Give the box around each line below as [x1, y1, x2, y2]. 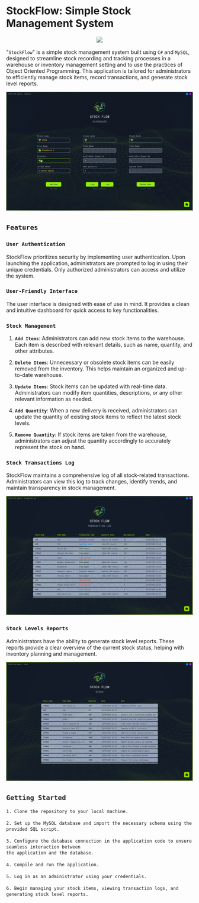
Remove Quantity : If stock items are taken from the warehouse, [14, 431, 167, 438]
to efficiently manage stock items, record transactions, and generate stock [6, 73, 188, 80]
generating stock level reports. [6, 892, 89, 898]
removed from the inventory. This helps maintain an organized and [14, 365, 177, 372]
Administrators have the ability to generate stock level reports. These [6, 637, 175, 644]
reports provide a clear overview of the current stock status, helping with [6, 644, 185, 651]
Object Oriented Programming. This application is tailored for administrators [6, 67, 191, 75]
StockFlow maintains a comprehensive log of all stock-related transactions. [6, 472, 190, 479]
